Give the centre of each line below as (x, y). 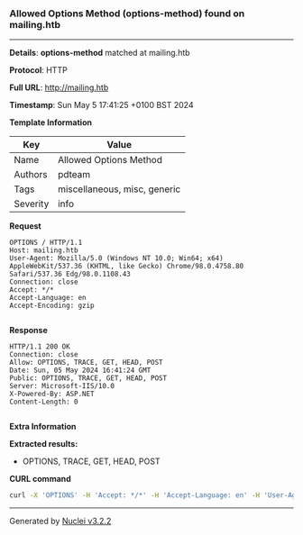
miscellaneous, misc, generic (119, 189)
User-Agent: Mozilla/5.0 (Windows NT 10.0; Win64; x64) (116, 258)
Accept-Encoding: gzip (52, 306)
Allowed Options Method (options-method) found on (127, 14)
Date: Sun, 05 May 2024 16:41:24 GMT (80, 371)
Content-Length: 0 (44, 402)
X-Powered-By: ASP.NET (52, 394)
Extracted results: (44, 444)
